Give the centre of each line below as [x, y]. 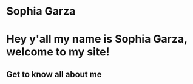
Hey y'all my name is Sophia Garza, [97, 39]
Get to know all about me [54, 74]
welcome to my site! [58, 52]
